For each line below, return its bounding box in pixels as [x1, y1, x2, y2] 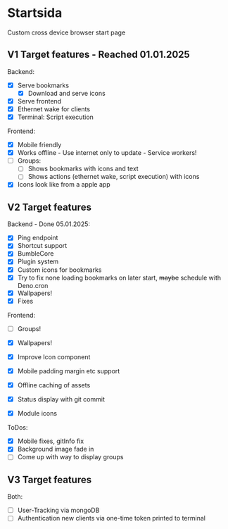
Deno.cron [17, 281, 49, 290]
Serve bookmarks [17, 81, 69, 89]
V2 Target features [7, 201, 91, 213]
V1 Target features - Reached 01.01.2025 [7, 49, 190, 61]
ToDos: [7, 423, 28, 432]
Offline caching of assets [17, 381, 91, 389]
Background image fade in [17, 445, 94, 454]
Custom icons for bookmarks [17, 266, 102, 274]
